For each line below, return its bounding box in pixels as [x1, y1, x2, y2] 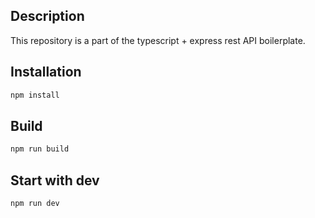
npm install [10, 90, 60, 100]
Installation [10, 64, 82, 81]
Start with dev [10, 172, 100, 189]
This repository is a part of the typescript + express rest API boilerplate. [10, 34, 306, 46]
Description [10, 8, 85, 25]
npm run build [10, 144, 70, 154]
